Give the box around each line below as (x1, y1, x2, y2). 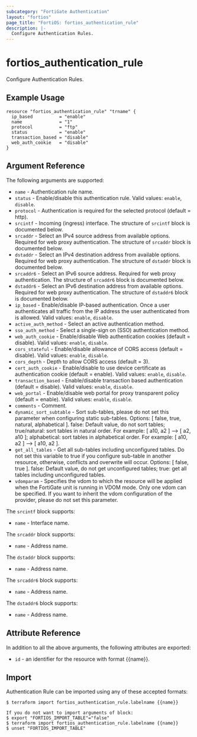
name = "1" (11, 119, 73, 125)
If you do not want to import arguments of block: (6, 710, 134, 716)
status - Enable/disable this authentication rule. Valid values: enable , (14, 194, 182, 201)
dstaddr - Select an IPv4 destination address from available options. (14, 251, 180, 258)
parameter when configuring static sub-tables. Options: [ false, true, (14, 414, 182, 421)
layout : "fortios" (6, 14, 51, 20)
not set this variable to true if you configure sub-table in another (14, 452, 172, 459)
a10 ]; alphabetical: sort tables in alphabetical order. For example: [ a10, (14, 433, 188, 440)
